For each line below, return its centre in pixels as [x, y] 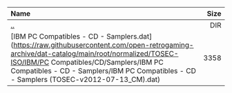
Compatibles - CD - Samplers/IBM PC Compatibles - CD [104, 71]
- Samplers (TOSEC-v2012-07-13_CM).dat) [86, 80]
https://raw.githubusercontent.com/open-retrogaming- [104, 45]
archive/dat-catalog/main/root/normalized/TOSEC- [95, 53]
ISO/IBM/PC [30, 62]
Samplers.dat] [129, 36]
